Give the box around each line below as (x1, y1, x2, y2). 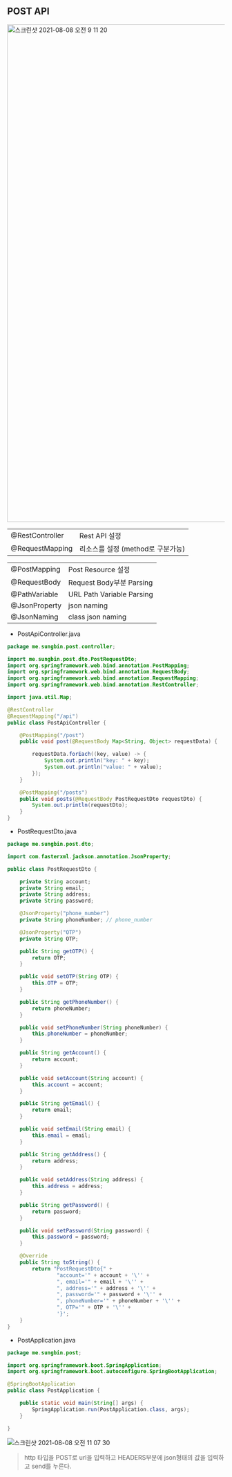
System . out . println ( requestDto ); (32, 802, 128, 809)
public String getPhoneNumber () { (19, 998, 119, 1005)
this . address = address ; (32, 1183, 104, 1190)
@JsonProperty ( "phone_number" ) (19, 910, 110, 917)
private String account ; (19, 878, 91, 885)
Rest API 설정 (79, 531, 122, 540)
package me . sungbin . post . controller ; (7, 643, 116, 650)
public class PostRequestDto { (7, 865, 97, 872)
